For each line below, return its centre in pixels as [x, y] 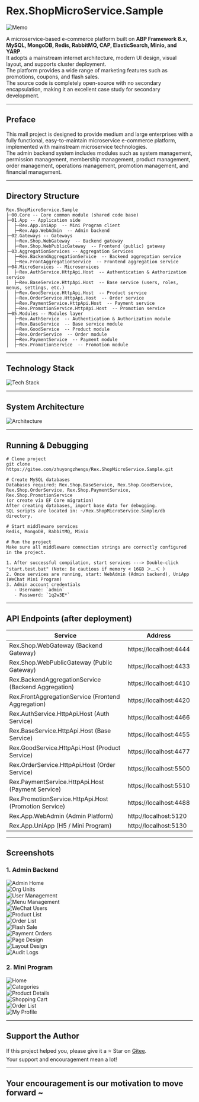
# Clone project [26, 459]
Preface [21, 120]
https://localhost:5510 [158, 785]
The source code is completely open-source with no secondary [84, 83]
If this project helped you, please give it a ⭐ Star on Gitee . [76, 1050]
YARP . [14, 51]
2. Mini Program [30, 967]
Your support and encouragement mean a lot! [62, 1059]
